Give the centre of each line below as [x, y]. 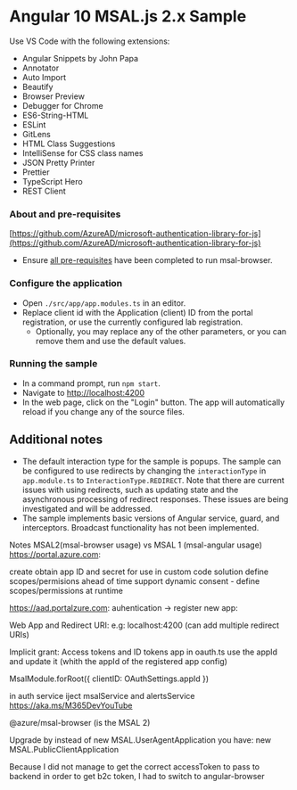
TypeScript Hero [52, 181]
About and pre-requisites [65, 214]
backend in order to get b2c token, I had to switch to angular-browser [137, 776]
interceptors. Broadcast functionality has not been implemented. [140, 527]
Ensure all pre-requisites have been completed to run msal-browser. [147, 260]
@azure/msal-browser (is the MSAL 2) [80, 722]
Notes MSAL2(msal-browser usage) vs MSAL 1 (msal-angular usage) [136, 545]
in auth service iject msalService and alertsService [102, 695]
